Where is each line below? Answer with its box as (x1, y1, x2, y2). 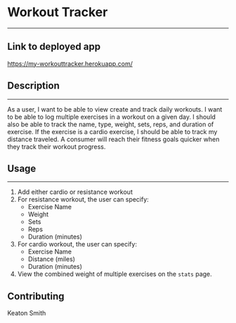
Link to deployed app (7, 41, 100, 53)
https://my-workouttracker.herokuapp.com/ (7, 59, 133, 67)
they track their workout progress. (7, 142, 106, 151)
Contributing (7, 290, 65, 302)
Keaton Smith (7, 309, 46, 317)
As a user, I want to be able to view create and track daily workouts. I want (7, 105, 223, 113)
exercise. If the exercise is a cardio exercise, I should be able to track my (7, 127, 218, 136)
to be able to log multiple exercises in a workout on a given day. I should (7, 112, 216, 121)
